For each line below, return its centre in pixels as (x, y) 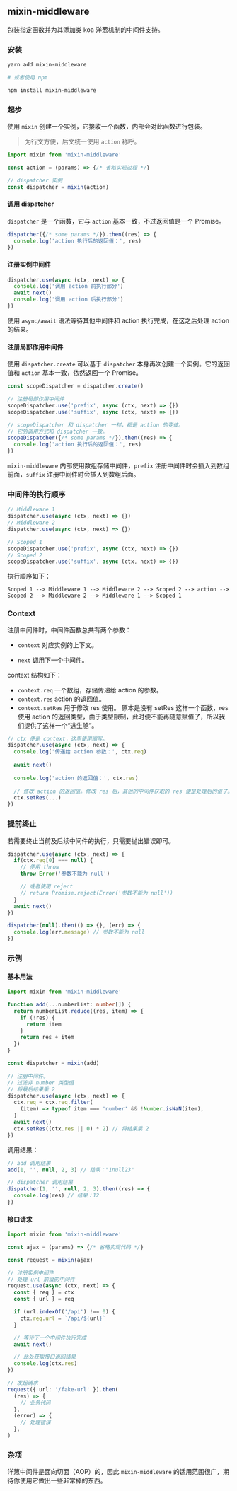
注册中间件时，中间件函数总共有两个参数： (69, 630)
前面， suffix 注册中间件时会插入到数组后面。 (74, 475)
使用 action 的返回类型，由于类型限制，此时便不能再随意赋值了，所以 (118, 717)
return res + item (47, 1038)
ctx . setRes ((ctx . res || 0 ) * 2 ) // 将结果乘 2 (81, 1129)
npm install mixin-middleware (52, 90)
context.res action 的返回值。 (61, 699)
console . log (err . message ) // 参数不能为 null (79, 932)
